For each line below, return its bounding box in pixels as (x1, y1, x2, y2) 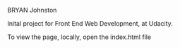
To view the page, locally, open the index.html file (7, 33, 152, 41)
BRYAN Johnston (7, 6, 57, 14)
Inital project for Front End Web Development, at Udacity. (7, 19, 173, 27)
